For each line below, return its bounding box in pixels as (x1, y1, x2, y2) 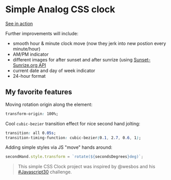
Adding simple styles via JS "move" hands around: (5, 144, 112, 150)
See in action (5, 20, 33, 27)
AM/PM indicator (12, 51, 49, 57)
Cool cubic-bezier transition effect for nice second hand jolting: (5, 120, 140, 126)
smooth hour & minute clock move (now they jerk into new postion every (12, 40, 166, 47)
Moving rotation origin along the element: (5, 101, 93, 107)
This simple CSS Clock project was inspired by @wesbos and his (17, 164, 156, 170)
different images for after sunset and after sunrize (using (12, 56, 133, 62)
